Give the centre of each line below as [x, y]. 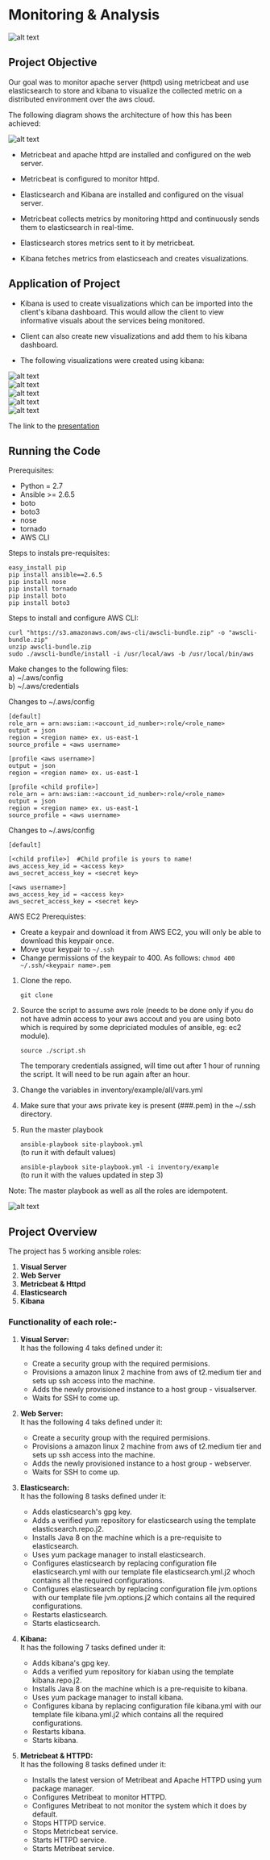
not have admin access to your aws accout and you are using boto [131, 1019]
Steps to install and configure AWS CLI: [73, 618]
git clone [37, 995]
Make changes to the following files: [69, 669]
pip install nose [37, 582]
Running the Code [54, 450]
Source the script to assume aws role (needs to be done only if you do [137, 1011]
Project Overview [53, 1232]
